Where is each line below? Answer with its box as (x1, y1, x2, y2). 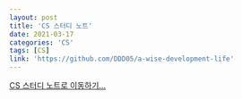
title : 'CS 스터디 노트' (9, 21, 92, 30)
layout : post (9, 12, 58, 22)
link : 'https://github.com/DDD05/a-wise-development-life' (9, 54, 235, 63)
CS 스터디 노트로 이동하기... (9, 80, 106, 90)
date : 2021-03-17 (9, 29, 74, 38)
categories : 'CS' (9, 37, 74, 47)
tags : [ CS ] (9, 46, 50, 55)
